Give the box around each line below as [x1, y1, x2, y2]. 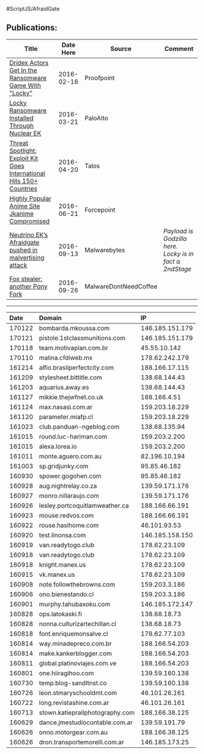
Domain [39, 314, 62, 322]
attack [9, 261, 27, 269]
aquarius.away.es [39, 383, 89, 391]
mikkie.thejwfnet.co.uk [39, 392, 104, 401]
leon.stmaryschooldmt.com [39, 688, 117, 697]
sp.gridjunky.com [39, 462, 89, 470]
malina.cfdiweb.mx [39, 353, 93, 362]
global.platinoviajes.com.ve [39, 659, 117, 667]
